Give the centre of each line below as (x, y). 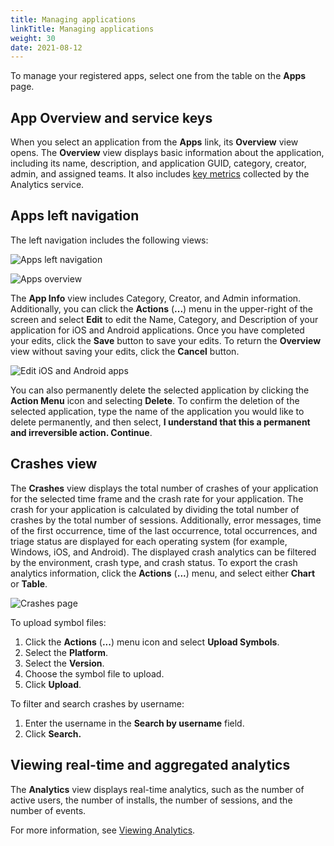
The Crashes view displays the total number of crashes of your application (164, 488)
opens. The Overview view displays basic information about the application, (167, 153)
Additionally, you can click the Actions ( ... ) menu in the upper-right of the (162, 308)
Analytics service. (47, 185)
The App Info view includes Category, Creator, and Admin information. (156, 298)
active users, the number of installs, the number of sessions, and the (151, 800)
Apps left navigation (75, 216)
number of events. (48, 810)
